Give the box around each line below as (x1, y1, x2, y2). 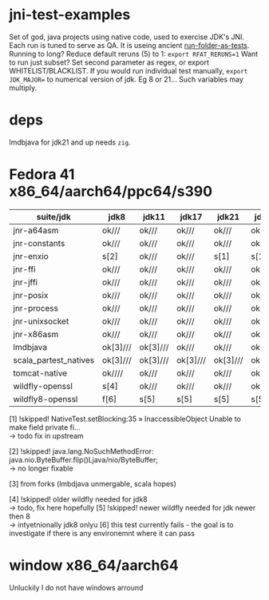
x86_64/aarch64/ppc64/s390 (9, 182, 213, 201)
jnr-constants (13, 237, 65, 248)
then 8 (9, 511, 30, 521)
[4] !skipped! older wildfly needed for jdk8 (9, 494, 148, 504)
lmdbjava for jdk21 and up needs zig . (9, 137, 131, 147)
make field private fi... (9, 422, 81, 432)
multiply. (9, 82, 38, 93)
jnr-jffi (13, 276, 38, 288)
